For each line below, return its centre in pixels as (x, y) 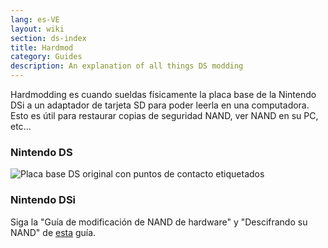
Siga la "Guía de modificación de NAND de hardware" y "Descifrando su (159, 222)
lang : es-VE (35, 19)
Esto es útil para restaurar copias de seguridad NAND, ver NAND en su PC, (164, 115)
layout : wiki (37, 29)
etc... (21, 126)
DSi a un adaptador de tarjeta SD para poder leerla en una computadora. (160, 105)
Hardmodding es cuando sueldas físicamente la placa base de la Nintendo (163, 94)
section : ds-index (48, 38)
